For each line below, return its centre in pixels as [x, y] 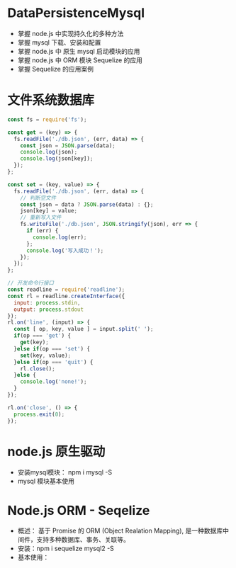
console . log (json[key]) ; [57, 159]
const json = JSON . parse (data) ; [68, 146]
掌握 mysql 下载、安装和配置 [59, 42]
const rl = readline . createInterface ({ [66, 296]
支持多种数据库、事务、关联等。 [83, 540]
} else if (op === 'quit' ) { [54, 362]
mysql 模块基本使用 [46, 481]
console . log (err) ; [60, 237]
